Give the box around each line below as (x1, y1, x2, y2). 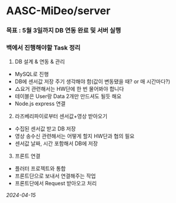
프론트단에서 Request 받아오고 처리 (14, 180, 97, 187)
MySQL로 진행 (14, 71, 49, 78)
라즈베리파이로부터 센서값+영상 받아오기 (14, 113, 108, 120)
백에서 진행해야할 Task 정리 (6, 44, 81, 52)
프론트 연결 (14, 152, 41, 160)
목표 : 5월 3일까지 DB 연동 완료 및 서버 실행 (6, 27, 121, 35)
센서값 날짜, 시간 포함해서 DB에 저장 (14, 140, 98, 147)
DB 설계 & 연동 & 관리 (14, 58, 65, 66)
